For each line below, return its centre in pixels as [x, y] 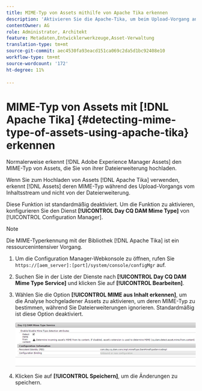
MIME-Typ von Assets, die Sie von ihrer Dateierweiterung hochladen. [92, 168]
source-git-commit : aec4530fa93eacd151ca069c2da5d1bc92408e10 [86, 51]
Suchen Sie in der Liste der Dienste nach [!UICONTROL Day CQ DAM [100, 277]
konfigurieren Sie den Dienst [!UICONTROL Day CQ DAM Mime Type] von [98, 211]
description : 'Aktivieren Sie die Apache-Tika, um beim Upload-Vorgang [98, 19]
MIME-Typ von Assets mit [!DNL [88, 107]
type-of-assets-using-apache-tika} [98, 132]
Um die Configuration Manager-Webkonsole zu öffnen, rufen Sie [95, 258]
